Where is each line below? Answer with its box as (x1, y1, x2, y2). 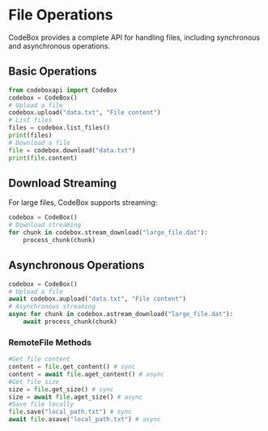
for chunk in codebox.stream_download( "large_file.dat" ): (8, 228, 208, 237)
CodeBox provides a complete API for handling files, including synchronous (8, 32, 261, 42)
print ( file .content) (8, 154, 79, 162)
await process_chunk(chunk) (23, 318, 117, 326)
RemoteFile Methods (8, 336, 91, 348)
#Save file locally (8, 400, 74, 408)
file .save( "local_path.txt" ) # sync (8, 408, 132, 416)
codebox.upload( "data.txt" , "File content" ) (8, 109, 161, 117)
